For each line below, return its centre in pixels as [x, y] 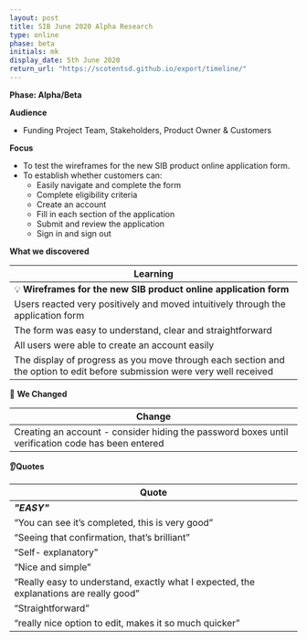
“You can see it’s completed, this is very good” [114, 522]
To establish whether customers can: [92, 175]
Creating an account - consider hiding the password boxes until [151, 432]
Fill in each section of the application [106, 214]
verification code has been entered [89, 443]
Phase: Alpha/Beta [46, 95]
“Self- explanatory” [56, 552]
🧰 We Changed [38, 394]
